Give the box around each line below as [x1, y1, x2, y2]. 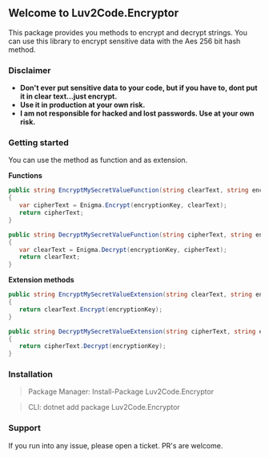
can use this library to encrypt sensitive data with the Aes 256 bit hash [8, 36, 241, 46]
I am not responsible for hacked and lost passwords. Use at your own [19, 108, 255, 119]
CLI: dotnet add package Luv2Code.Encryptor [27, 403, 180, 412]
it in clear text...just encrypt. [19, 91, 118, 101]
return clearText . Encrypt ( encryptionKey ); [18, 305, 163, 314]
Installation [8, 369, 54, 380]
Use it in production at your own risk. [19, 100, 146, 110]
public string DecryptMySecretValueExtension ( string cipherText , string [8, 327, 256, 335]
